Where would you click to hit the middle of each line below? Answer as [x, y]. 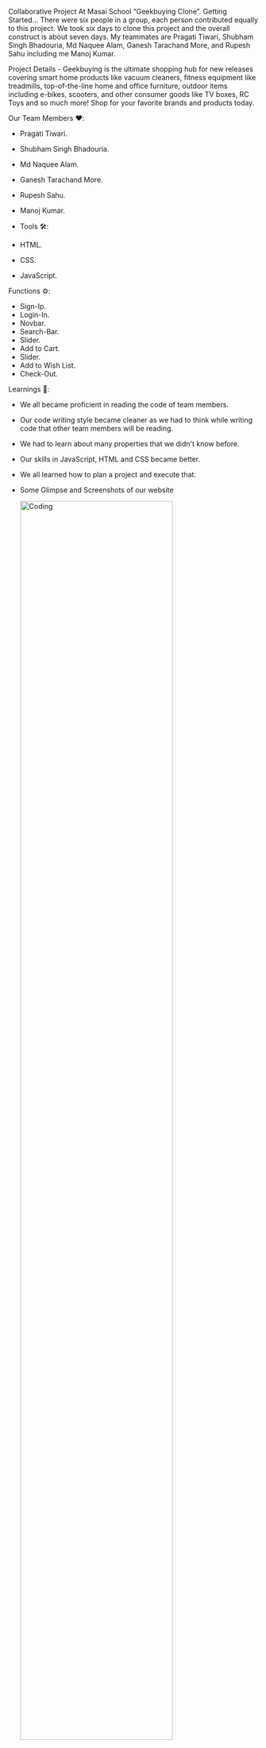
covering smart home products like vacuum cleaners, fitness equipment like [132, 77]
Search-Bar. [39, 332]
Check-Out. [39, 374]
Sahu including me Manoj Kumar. [62, 54]
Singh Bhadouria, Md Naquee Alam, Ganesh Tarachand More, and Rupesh [129, 45]
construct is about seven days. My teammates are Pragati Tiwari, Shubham [131, 37]
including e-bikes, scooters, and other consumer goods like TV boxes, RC [129, 94]
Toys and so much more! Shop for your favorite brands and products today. [131, 103]
